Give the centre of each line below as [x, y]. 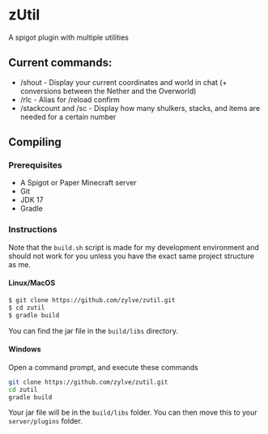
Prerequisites [35, 165]
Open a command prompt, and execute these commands [103, 367]
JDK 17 [32, 200]
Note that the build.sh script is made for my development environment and [134, 247]
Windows [25, 349]
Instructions [33, 230]
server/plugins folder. [45, 421]
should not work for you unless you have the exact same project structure [132, 256]
